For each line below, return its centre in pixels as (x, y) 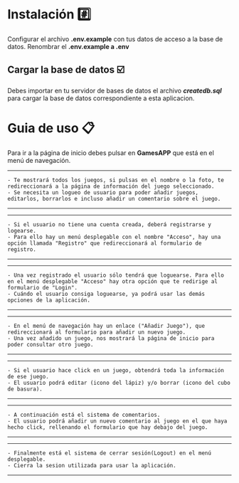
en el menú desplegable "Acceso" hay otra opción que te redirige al (113, 281)
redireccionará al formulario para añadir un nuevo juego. (97, 332)
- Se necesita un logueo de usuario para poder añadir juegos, (103, 192)
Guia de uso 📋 (51, 128)
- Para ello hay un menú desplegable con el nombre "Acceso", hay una (114, 237)
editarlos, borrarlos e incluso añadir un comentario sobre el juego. (114, 198)
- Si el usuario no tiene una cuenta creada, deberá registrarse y (110, 224)
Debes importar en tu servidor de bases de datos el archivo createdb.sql (115, 90)
